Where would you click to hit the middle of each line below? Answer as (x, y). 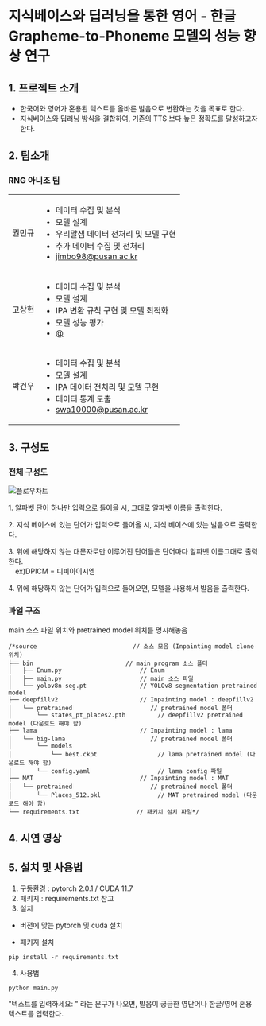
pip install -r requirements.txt (64, 957)
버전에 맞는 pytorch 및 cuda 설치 (71, 925)
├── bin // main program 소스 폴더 (108, 663)
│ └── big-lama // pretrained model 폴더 (120, 739)
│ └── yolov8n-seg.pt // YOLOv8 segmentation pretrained (133, 686)
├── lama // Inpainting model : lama (120, 730)
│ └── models (40, 746)
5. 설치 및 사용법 (46, 868)
